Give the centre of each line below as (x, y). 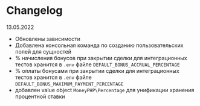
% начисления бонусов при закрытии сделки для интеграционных (101, 58)
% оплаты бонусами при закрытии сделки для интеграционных (97, 70)
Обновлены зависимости (47, 39)
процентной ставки (40, 96)
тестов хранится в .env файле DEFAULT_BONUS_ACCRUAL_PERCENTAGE (97, 64)
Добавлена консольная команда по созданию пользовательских (99, 45)
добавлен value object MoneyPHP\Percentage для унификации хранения (105, 90)
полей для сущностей (43, 51)
